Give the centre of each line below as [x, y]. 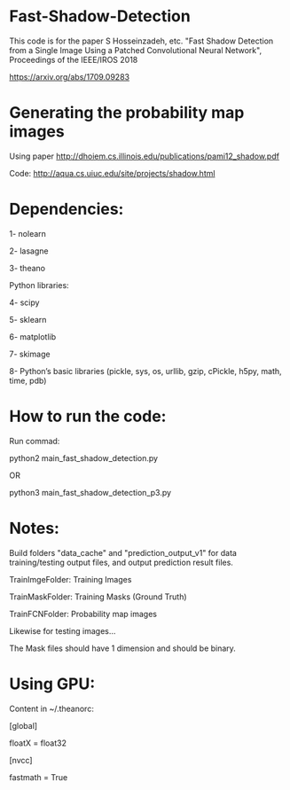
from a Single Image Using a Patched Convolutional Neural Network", [136, 50]
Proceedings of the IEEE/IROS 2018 [74, 59]
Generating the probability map [127, 113]
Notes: [35, 528]
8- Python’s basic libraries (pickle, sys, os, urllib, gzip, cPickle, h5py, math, [145, 371]
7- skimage [30, 354]
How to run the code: [88, 416]
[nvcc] [21, 760]
